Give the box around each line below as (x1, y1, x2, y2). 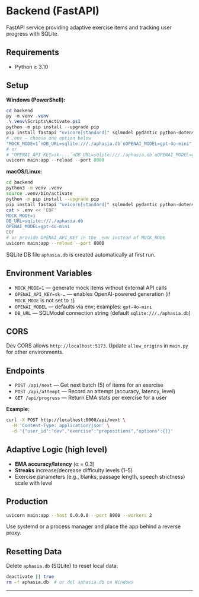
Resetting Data (6, 547, 62, 557)
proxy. (6, 529, 22, 536)
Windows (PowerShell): (6, 96, 66, 103)
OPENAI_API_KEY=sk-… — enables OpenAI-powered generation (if (14, 290, 171, 298)
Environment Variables (6, 269, 92, 279)
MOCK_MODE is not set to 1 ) (14, 296, 75, 304)
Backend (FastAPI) (6, 4, 99, 18)
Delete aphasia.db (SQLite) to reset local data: (6, 563, 118, 570)
